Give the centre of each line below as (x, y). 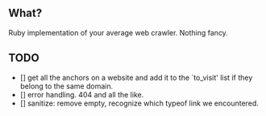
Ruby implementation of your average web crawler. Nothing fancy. (118, 32)
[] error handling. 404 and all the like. (82, 94)
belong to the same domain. (66, 86)
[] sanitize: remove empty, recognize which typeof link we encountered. (139, 103)
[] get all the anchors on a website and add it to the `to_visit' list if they (136, 77)
